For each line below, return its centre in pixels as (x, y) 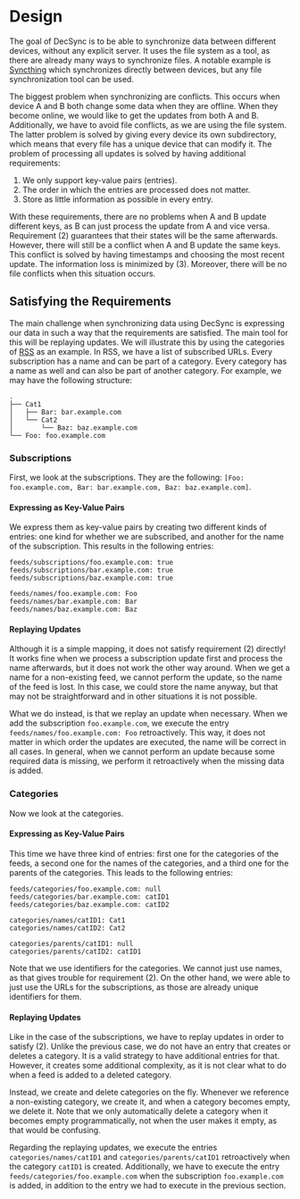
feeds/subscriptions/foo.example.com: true (92, 563)
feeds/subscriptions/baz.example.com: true (92, 578)
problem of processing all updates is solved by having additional (128, 153)
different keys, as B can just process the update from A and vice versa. (140, 226)
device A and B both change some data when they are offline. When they (144, 105)
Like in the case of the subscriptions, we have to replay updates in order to (146, 1037)
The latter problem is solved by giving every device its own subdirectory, (143, 134)
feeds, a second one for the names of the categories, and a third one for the (149, 863)
